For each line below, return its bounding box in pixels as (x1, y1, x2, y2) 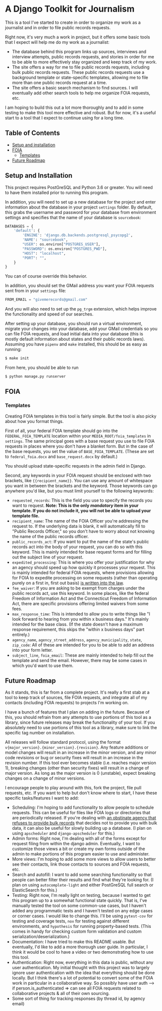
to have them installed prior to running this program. (5, 190, 109, 195)
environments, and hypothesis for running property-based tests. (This (12, 924, 151, 929)
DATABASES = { (5, 224, 34, 229)
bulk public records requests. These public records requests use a (12, 69, 145, 75)
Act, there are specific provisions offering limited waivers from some (12, 600, 149, 606)
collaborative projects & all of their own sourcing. (12, 991, 110, 996)
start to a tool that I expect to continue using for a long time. (5, 115, 124, 121)
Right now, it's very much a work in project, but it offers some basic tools (5, 34, 150, 40)
